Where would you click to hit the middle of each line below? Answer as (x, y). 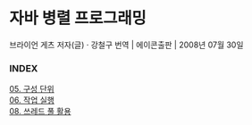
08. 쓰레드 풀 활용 (40, 112)
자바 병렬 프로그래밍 (78, 18)
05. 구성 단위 (32, 89)
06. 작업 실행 (32, 100)
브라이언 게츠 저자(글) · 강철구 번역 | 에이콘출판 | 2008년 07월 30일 (126, 45)
